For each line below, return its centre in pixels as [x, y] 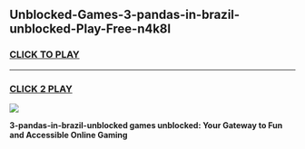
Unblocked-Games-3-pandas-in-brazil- [125, 15]
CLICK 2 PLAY [41, 88]
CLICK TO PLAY [44, 55]
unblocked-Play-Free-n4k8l [90, 29]
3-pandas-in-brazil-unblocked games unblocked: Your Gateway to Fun [146, 125]
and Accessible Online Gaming [69, 135]
